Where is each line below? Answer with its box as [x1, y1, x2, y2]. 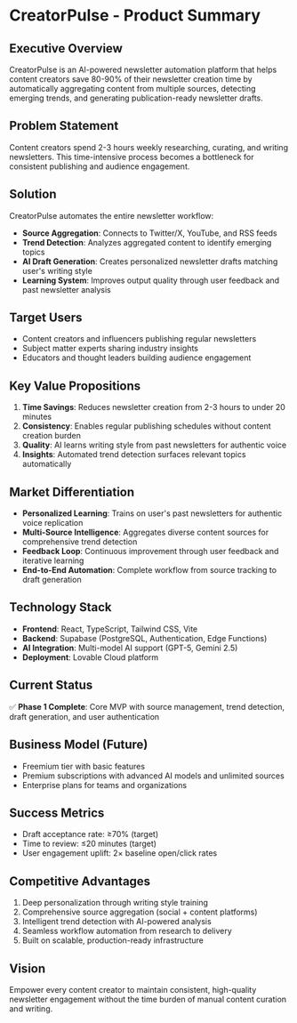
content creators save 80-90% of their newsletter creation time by [9, 74, 253, 85]
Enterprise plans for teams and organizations [21, 779, 188, 790]
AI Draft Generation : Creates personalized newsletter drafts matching [21, 255, 278, 267]
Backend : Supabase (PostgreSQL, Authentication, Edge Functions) [21, 632, 268, 643]
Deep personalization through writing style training [21, 898, 209, 908]
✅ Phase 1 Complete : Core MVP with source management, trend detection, [9, 701, 285, 712]
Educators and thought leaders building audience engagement [21, 352, 252, 363]
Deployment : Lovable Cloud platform [21, 651, 159, 663]
